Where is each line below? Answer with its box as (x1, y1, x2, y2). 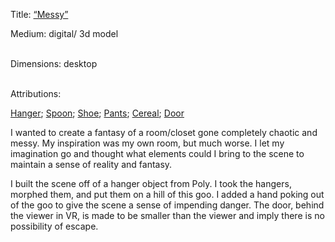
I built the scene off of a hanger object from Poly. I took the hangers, (10, 178, 292, 189)
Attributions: (10, 88, 62, 99)
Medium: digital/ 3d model (10, 28, 119, 39)
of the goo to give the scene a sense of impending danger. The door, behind (10, 199, 325, 211)
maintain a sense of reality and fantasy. (10, 159, 173, 170)
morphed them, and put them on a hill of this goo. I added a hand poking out (10, 189, 325, 200)
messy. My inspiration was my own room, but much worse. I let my (10, 137, 285, 149)
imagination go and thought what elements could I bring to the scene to (10, 148, 305, 159)
